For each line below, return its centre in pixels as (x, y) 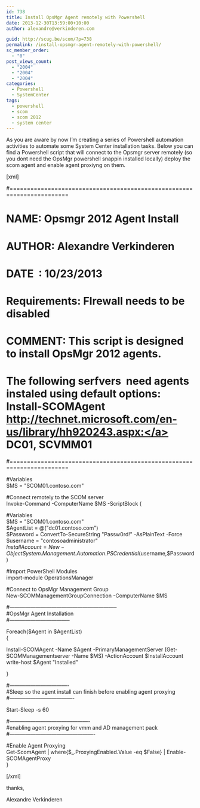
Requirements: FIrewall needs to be (96, 301)
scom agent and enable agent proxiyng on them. (66, 165)
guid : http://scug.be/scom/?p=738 (49, 40)
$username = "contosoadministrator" (52, 541)
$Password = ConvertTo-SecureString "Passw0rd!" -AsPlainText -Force (94, 534)
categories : (21, 84)
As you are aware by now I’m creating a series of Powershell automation (95, 140)
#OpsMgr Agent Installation (40, 613)
